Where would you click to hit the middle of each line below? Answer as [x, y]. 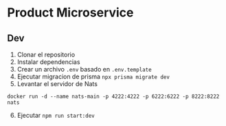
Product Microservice [70, 13]
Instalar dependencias [48, 62]
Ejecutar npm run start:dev [56, 115]
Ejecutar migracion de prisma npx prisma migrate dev [93, 76]
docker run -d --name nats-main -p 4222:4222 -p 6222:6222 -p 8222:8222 [113, 96]
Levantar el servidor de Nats [57, 84]
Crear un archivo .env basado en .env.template [84, 69]
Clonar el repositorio [46, 54]
